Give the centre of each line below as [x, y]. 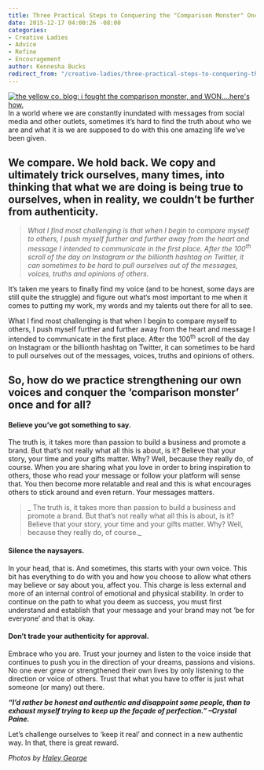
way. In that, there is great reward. [64, 742]
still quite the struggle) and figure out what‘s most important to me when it [128, 297]
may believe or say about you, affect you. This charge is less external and [127, 585]
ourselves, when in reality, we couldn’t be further [131, 200]
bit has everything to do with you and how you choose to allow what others [130, 576]
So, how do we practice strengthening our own [125, 381]
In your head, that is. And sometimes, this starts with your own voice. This [128, 568]
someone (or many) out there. [57, 687]
